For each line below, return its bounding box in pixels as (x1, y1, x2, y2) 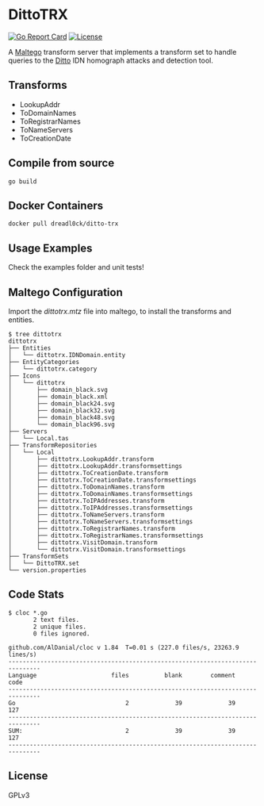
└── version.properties (8, 566, 87, 574)
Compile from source (8, 156, 115, 170)
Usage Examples (8, 241, 93, 255)
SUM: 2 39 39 (8, 727, 236, 735)
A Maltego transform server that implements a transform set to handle (8, 47, 237, 56)
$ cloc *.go (8, 608, 48, 616)
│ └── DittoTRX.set (8, 559, 80, 567)
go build (8, 177, 37, 186)
